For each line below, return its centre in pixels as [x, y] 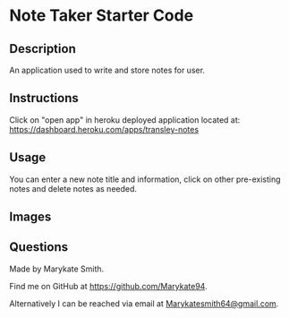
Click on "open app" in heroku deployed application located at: [125, 120]
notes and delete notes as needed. [73, 188]
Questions [39, 247]
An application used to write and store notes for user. [107, 70]
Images [30, 217]
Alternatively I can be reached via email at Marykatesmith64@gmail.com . [144, 303]
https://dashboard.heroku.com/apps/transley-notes [104, 129]
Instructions [44, 98]
